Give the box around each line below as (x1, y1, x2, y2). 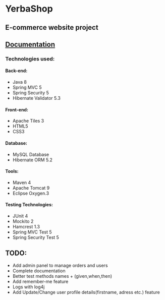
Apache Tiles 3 (12, 118, 44, 124)
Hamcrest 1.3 (12, 223, 40, 229)
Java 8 (12, 79, 27, 85)
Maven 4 (12, 179, 31, 186)
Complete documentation (12, 268, 66, 274)
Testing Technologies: (5, 202, 53, 208)
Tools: (5, 168, 19, 174)
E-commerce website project (5, 23, 98, 32)
